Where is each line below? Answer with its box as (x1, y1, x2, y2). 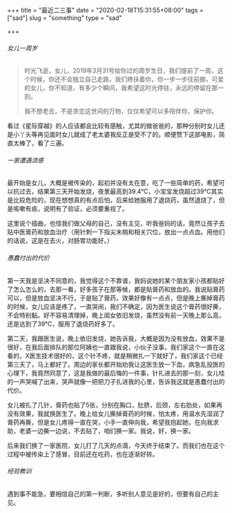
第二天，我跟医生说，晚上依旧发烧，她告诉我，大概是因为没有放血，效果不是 (7, 334, 225, 342)
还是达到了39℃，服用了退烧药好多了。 (7, 320, 119, 328)
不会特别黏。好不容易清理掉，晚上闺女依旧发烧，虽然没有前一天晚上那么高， (7, 311, 225, 319)
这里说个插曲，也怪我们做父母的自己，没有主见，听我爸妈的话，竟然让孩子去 (7, 220, 225, 228)
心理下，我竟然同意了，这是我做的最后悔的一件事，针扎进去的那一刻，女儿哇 (7, 369, 225, 377)
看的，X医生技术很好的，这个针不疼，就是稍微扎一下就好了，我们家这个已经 (7, 351, 223, 360)
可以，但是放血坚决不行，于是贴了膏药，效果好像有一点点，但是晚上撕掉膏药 (7, 293, 225, 302)
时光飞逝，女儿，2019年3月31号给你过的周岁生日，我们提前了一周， (23, 66, 217, 75)
